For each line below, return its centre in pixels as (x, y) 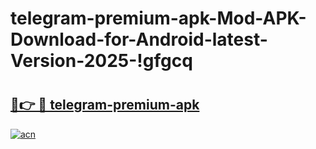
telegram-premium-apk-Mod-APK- (158, 18)
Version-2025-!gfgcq (101, 61)
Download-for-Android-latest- (139, 39)
